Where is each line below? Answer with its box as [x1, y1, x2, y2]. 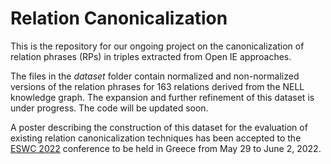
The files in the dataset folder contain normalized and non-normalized [10, 70, 300, 82]
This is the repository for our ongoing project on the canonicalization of [10, 40, 305, 52]
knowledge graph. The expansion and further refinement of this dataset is [10, 91, 315, 103]
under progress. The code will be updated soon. [10, 102, 209, 114]
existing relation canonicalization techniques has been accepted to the [10, 132, 302, 144]
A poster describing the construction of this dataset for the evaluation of [10, 121, 308, 133]
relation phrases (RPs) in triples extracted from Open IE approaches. [10, 50, 292, 62]
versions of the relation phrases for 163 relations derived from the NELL [10, 80, 305, 92]
